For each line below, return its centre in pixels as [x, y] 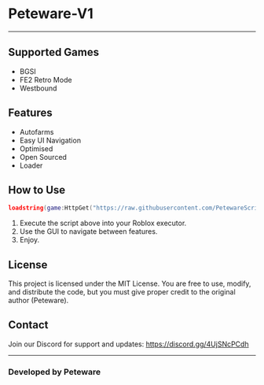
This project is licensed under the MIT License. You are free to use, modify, [130, 283]
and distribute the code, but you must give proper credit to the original [122, 292]
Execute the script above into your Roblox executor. [103, 223]
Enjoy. [29, 240]
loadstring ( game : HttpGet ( [50, 208]
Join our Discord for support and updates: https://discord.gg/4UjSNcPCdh [128, 344]
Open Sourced [43, 157]
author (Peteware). [38, 301]
